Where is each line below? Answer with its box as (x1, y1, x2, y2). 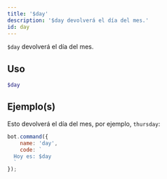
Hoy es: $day (13, 152, 52, 160)
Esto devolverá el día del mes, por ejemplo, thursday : (7, 119, 161, 128)
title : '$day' (7, 10, 49, 18)
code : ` (20, 146, 42, 153)
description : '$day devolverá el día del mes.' (7, 17, 149, 24)
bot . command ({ (7, 133, 49, 140)
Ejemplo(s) (7, 101, 56, 113)
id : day (7, 23, 30, 30)
